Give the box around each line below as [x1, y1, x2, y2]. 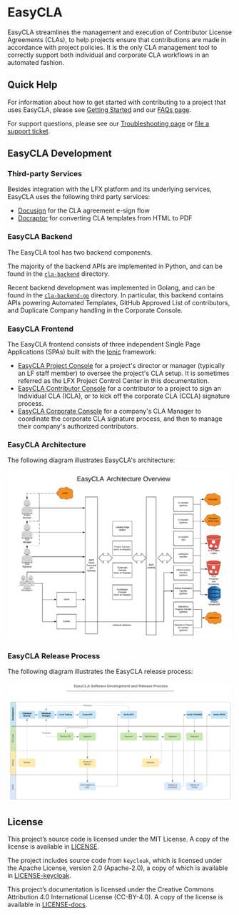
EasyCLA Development [7, 148, 112, 160]
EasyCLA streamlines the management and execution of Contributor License [7, 28, 233, 36]
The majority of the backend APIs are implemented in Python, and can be [7, 262, 223, 270]
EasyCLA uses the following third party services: [7, 193, 151, 201]
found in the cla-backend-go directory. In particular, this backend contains [7, 290, 224, 300]
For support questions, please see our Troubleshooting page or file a [7, 119, 210, 128]
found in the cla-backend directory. [7, 269, 110, 278]
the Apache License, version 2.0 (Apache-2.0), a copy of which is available [7, 864, 228, 872]
